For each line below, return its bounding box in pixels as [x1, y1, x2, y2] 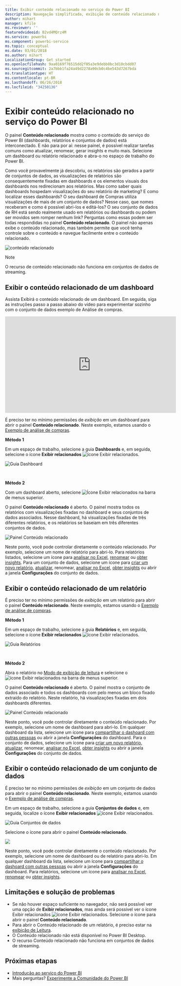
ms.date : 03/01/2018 [5, 48, 47, 53]
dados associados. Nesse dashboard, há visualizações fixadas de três [5, 515, 146, 521]
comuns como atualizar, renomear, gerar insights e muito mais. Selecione [5, 148, 153, 154]
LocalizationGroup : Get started [5, 57, 71, 62]
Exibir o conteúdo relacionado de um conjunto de [5, 765, 158, 773]
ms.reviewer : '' [5, 25, 38, 30]
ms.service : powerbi [5, 35, 47, 40]
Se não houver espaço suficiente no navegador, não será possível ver [12, 901, 153, 907]
